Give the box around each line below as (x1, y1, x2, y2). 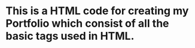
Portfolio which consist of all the (5, 17, 169, 30)
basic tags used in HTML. (5, 30, 135, 43)
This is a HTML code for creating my (5, 4, 189, 18)
